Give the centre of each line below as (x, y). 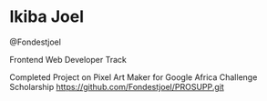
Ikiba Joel (47, 17)
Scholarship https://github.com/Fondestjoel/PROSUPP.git (117, 86)
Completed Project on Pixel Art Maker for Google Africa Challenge (133, 77)
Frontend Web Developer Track (68, 59)
